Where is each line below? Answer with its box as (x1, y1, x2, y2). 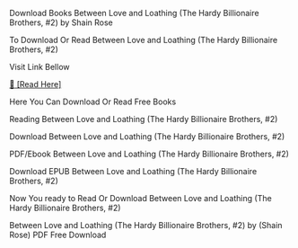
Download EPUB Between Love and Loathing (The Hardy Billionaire (9, 166, 258, 176)
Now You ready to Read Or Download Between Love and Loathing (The (9, 193, 272, 203)
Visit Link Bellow (9, 62, 70, 72)
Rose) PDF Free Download (9, 229, 107, 240)
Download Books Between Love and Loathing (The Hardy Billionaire (9, 8, 259, 18)
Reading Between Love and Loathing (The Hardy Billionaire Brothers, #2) (9, 114, 278, 124)
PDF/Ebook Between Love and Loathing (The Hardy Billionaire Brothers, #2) (9, 148, 290, 159)
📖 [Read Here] (9, 79, 62, 89)
